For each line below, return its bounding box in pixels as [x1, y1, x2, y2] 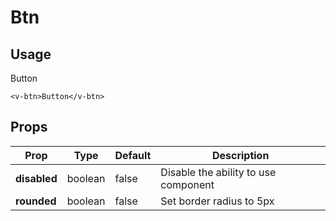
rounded [15, 194, 57, 208]
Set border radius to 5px [160, 194, 275, 208]
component [160, 177, 215, 191]
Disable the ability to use [160, 165, 277, 179]
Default [114, 148, 152, 162]
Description [211, 148, 270, 162]
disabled [15, 171, 58, 185]
